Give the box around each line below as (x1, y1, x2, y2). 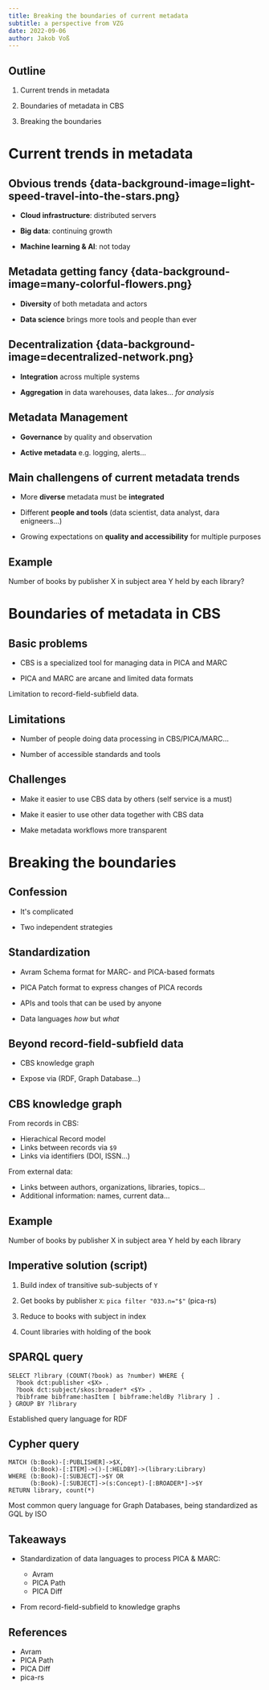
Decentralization (8, 338, 94, 352)
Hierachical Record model (19, 1134, 106, 1144)
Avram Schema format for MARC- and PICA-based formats (19, 967, 215, 977)
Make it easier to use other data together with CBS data (19, 809, 204, 819)
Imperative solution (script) (8, 1259, 149, 1273)
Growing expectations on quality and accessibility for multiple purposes (19, 532, 262, 541)
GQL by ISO (8, 1509, 47, 1519)
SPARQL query (8, 1351, 84, 1364)
